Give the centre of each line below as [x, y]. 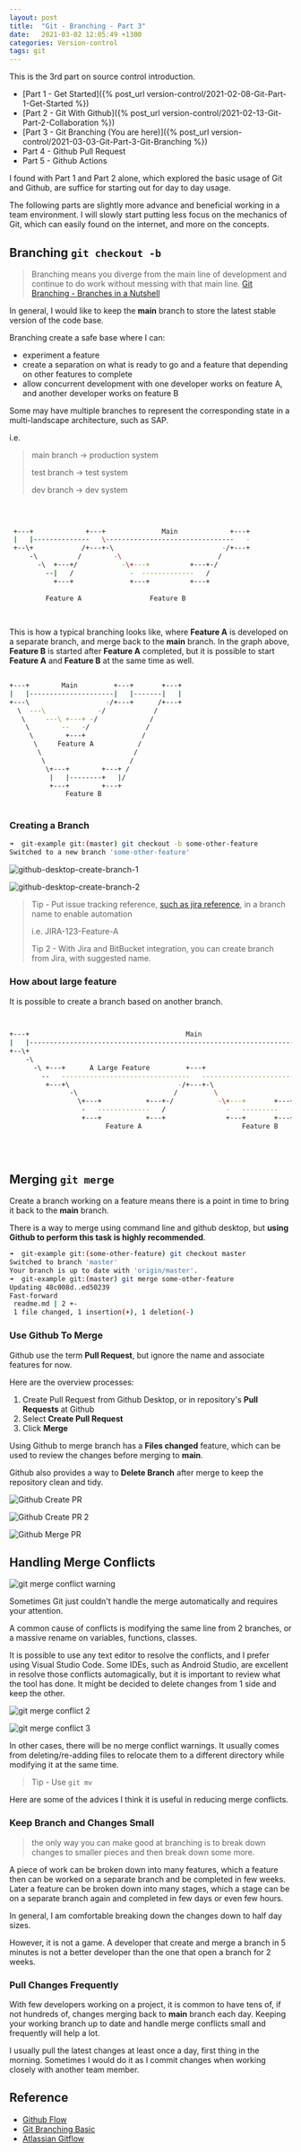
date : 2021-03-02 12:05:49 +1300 [76, 34]
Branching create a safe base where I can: [87, 337]
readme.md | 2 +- [45, 1304]
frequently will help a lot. [55, 2032]
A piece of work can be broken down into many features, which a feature [144, 1869]
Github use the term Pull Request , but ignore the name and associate [137, 1355]
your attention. [36, 1611]
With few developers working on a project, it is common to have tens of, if [145, 2004]
